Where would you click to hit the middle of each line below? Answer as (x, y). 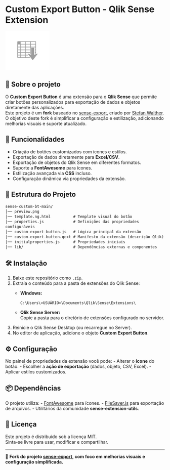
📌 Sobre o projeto (33, 84)
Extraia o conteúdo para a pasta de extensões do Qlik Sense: (76, 283)
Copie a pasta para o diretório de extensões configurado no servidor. (92, 318)
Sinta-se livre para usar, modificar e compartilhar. (57, 442)
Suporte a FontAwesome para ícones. (52, 167)
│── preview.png (22, 212)
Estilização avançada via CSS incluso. (52, 173)
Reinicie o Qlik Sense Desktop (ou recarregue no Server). (72, 328)
